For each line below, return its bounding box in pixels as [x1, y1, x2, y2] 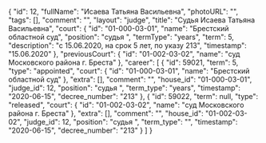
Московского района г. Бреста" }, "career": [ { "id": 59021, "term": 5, [8, 58, 239, 67]
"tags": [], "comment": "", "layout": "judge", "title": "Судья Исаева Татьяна [8, 15, 256, 25]
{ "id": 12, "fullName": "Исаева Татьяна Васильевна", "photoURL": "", [8, 7, 238, 16]
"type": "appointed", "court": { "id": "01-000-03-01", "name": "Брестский [8, 66, 250, 75]
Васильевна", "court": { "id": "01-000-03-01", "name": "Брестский [8, 24, 229, 33]
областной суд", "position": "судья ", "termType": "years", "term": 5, [8, 32, 234, 42]
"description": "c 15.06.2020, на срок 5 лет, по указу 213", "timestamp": [8, 41, 248, 50]
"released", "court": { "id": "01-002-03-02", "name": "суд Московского [8, 100, 244, 109]
